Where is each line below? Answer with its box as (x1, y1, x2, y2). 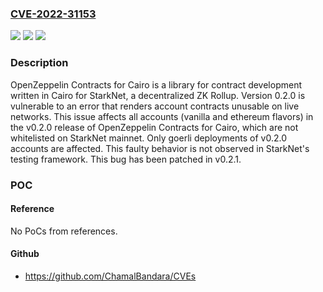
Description (10, 56, 69, 70)
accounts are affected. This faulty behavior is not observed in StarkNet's (10, 142, 310, 154)
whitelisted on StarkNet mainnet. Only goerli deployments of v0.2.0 (10, 132, 287, 144)
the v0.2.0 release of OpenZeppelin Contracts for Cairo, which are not (10, 121, 299, 133)
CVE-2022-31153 (10, 7, 97, 21)
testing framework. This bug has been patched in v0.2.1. (10, 153, 242, 165)
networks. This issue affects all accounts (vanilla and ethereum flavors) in (10, 110, 314, 122)
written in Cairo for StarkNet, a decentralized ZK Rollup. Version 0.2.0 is (10, 89, 306, 101)
